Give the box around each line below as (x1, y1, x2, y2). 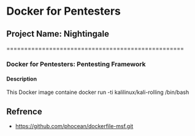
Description (6, 75, 37, 82)
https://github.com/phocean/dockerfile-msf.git (15, 122, 134, 129)
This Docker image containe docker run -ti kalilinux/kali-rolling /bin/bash (6, 88, 189, 96)
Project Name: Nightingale (6, 29, 109, 39)
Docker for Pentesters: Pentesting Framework (6, 60, 146, 68)
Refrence (6, 106, 42, 116)
